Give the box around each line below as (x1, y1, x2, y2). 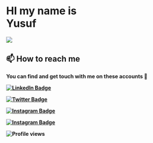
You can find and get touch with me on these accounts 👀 (6, 72, 148, 80)
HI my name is (6, 4, 77, 18)
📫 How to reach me (6, 54, 81, 64)
